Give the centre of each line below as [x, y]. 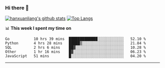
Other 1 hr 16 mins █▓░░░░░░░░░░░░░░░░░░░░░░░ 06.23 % [76, 52]
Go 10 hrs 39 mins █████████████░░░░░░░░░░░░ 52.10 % [76, 39]
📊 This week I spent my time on [38, 28]
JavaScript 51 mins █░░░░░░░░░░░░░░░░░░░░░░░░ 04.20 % [76, 56]
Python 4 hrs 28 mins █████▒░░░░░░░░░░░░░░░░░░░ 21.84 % [76, 44]
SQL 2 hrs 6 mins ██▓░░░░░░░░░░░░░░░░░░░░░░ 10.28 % [76, 48]
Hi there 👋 [17, 8]
